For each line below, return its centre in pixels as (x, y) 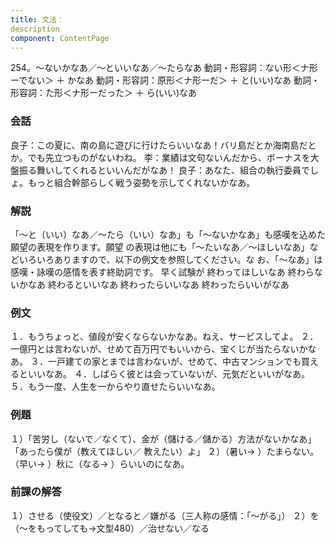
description (35, 29)
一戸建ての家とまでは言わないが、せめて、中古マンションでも (174, 362)
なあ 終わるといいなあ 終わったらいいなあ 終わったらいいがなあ (158, 284)
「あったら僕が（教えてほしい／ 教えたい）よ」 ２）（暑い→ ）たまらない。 (165, 451)
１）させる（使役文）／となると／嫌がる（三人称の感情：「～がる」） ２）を (165, 515)
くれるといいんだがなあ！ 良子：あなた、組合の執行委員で (191, 170)
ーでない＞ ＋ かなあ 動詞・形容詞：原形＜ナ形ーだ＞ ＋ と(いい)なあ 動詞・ (165, 80)
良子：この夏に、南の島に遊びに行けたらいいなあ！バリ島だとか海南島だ (159, 145)
